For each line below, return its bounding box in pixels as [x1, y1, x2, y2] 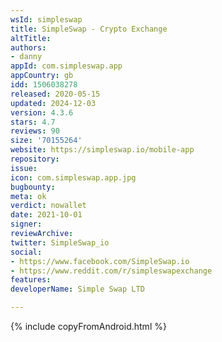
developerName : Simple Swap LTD [10, 284, 145, 295]
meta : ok [10, 191, 47, 201]
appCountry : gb [10, 71, 74, 81]
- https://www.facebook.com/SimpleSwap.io [10, 256, 190, 266]
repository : [10, 154, 60, 164]
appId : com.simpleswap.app [10, 61, 123, 71]
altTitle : [10, 33, 52, 43]
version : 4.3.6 [10, 107, 74, 118]
